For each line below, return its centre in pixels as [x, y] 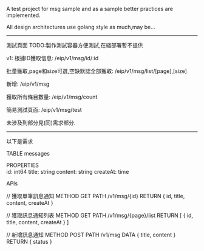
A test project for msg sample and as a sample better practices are [90, 9]
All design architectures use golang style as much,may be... [81, 27]
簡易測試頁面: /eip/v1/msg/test [44, 110]
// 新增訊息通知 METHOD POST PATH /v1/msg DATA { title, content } [91, 235]
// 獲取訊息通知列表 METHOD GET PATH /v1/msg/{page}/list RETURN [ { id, [100, 215]
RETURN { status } [29, 242]
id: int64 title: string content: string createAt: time [68, 172]
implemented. [23, 15]
